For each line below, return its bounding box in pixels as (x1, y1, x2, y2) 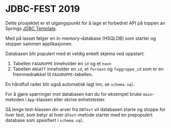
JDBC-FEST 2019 (5, 3, 80, 15)
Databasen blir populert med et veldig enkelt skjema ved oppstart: (5, 50, 145, 57)
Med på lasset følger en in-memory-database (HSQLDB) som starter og (5, 35, 156, 41)
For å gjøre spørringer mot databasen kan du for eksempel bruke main (5, 91, 153, 97)
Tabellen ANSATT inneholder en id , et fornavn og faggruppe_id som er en (12, 66, 164, 72)
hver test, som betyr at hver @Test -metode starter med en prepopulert (5, 112, 153, 118)
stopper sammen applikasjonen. (5, 40, 73, 46)
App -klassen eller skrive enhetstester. (27, 96, 106, 103)
